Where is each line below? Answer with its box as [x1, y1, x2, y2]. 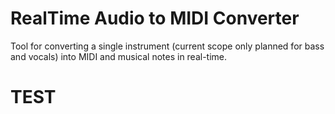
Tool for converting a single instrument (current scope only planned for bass [10, 40, 325, 52]
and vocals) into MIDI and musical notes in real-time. [10, 50, 228, 62]
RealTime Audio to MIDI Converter [10, 7, 300, 30]
